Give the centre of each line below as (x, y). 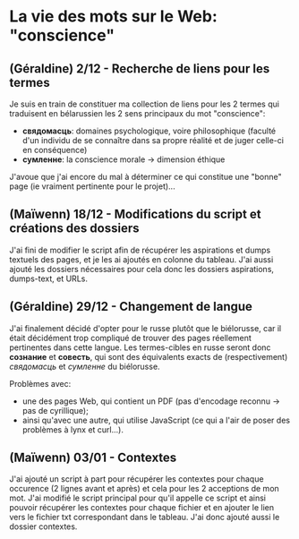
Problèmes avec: (40, 383)
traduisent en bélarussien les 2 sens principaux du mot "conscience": (137, 113)
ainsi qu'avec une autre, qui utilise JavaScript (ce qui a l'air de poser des (156, 420)
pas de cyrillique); (56, 410)
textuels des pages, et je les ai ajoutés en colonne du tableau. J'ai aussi (141, 259)
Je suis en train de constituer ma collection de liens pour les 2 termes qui (145, 104)
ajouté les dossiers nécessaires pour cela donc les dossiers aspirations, (142, 269)
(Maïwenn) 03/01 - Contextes (93, 458)
